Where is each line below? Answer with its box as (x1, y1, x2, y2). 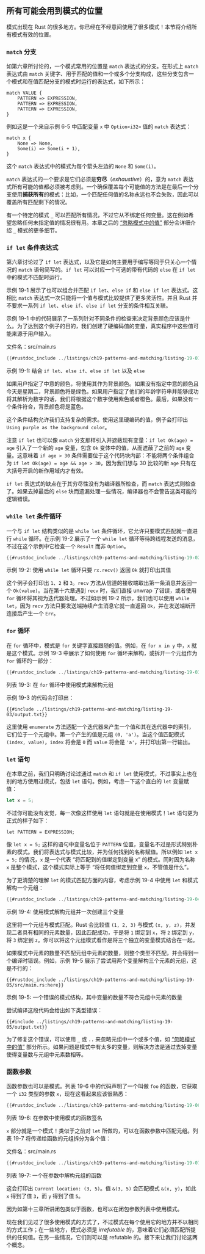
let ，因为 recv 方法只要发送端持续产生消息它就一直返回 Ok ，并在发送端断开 (6, 602, 196, 609)
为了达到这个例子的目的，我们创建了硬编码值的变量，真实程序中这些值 (16, 322, 193, 330)
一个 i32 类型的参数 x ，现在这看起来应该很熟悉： (6, 1090, 129, 1097)
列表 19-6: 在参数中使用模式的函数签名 (6, 1114, 103, 1122)
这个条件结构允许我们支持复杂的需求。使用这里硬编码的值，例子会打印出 (6, 416, 188, 423)
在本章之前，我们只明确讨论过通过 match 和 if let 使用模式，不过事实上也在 (6, 770, 198, 777)
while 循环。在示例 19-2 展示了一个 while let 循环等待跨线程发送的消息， (13, 535, 198, 542)
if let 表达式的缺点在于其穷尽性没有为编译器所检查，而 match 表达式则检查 (6, 480, 196, 487)
